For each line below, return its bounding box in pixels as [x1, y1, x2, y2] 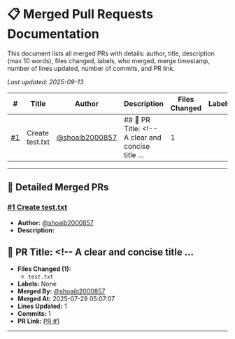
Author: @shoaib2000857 [17, 218, 94, 227]
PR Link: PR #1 [17, 317, 59, 326]
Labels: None [17, 279, 57, 288]
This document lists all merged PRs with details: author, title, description [7, 49, 215, 58]
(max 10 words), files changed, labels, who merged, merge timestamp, [7, 56, 210, 65]
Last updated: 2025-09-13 [7, 77, 84, 86]
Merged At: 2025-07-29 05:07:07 [17, 295, 115, 303]
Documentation [7, 26, 100, 42]
